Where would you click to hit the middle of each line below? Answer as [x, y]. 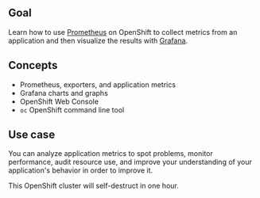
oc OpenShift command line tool [72, 109]
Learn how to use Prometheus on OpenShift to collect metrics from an [123, 32]
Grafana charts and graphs [64, 93]
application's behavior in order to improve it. [81, 170]
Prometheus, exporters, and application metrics [98, 84]
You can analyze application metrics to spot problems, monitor [111, 154]
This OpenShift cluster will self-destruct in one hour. [93, 186]
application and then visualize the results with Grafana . [98, 40]
